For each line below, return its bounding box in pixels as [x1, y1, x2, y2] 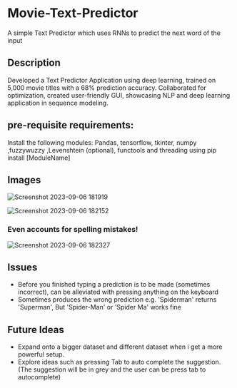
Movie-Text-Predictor [7, 5, 138, 21]
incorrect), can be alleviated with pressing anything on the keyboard [17, 287, 219, 297]
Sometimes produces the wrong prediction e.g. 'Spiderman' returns [17, 295, 217, 304]
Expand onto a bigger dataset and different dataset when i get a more [17, 342, 223, 351]
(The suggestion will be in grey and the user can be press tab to [17, 365, 206, 374]
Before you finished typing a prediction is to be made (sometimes [17, 280, 211, 289]
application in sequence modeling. [7, 98, 109, 107]
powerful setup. [17, 350, 65, 359]
